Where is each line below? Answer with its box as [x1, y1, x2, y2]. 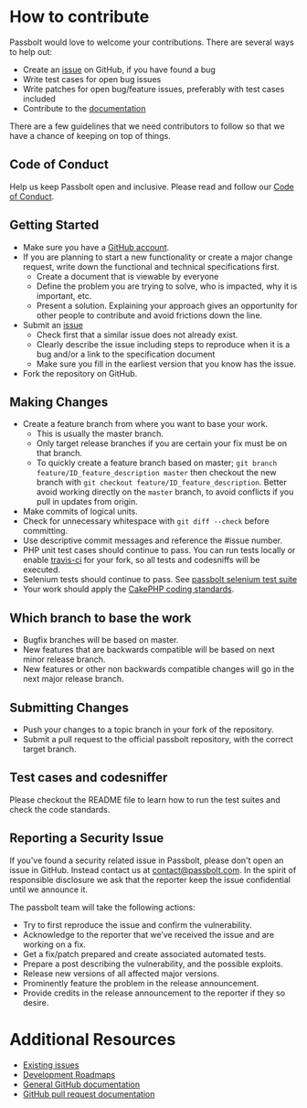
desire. [22, 996, 49, 1007]
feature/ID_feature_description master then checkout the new [36, 467, 277, 478]
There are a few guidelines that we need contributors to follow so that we [9, 121, 285, 132]
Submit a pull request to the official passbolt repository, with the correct [22, 734, 294, 744]
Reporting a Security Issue [9, 830, 164, 847]
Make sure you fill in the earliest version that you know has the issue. [36, 358, 297, 369]
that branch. [36, 448, 83, 459]
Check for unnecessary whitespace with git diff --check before [22, 516, 270, 527]
